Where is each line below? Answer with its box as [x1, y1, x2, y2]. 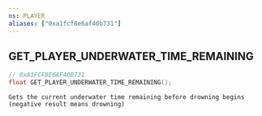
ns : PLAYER [8, 11, 45, 20]
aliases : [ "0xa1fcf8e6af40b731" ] [8, 19, 122, 28]
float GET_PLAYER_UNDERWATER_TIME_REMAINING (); [8, 79, 173, 87]
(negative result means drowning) [8, 101, 126, 109]
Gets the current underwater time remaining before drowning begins [8, 93, 245, 101]
